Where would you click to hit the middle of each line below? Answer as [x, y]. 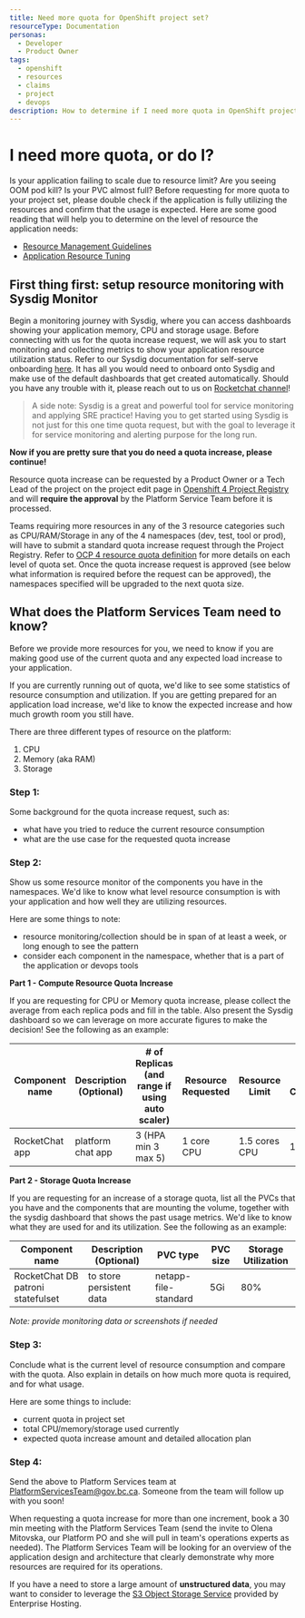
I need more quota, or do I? [112, 156]
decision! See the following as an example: [89, 1030]
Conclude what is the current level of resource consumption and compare [148, 1364]
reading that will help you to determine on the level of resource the [134, 220]
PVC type [178, 1255]
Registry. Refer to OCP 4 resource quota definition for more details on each [150, 555]
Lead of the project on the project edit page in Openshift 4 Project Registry [149, 489]
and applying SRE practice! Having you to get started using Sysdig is [160, 415]
